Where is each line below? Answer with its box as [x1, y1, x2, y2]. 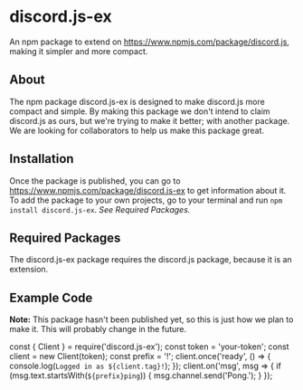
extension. [9, 264, 49, 275]
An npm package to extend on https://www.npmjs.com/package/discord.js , [9, 36, 289, 47]
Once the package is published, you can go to [9, 175, 181, 186]
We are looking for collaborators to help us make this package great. [9, 125, 265, 136]
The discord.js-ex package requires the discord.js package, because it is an [9, 254, 292, 265]
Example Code [9, 290, 93, 305]
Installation [9, 151, 74, 166]
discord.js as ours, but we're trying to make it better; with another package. [9, 115, 290, 126]
